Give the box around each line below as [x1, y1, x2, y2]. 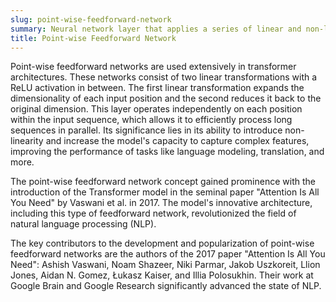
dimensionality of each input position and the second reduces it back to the [10, 92, 322, 105]
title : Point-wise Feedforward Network [10, 33, 177, 43]
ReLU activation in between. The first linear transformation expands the [10, 82, 305, 94]
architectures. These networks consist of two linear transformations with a [10, 71, 318, 83]
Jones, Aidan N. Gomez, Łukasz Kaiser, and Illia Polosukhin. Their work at [10, 269, 314, 281]
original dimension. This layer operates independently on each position [10, 103, 303, 115]
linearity [10, 135, 44, 147]
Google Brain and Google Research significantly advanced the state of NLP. [10, 280, 322, 292]
